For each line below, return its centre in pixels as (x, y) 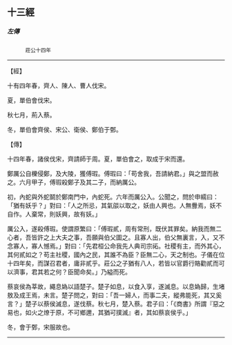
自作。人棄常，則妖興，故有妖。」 (54, 214)
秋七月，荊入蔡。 (31, 115)
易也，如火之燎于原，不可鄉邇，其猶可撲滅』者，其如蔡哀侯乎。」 (99, 313)
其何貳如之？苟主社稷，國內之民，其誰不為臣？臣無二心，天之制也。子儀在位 (116, 255)
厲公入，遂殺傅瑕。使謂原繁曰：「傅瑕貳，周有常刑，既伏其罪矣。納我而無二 (115, 229)
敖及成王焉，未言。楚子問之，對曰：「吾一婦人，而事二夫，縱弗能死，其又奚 (115, 295)
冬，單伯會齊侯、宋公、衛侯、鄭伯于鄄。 (65, 130)
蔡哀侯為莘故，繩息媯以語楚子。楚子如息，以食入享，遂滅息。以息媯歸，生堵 (116, 287)
